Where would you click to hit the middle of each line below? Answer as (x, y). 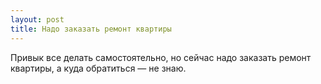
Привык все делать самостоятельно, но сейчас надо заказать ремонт (161, 57)
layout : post (37, 19)
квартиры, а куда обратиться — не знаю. (98, 68)
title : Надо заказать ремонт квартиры (91, 29)
